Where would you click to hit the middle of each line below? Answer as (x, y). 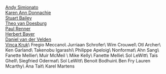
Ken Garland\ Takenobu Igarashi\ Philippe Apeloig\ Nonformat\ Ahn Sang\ (82, 50)
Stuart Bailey (19, 18)
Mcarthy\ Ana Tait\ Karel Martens (40, 66)
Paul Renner (18, 29)
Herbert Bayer (20, 34)
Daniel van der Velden (28, 39)
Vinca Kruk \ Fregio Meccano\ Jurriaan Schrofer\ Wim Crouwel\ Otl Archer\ (83, 45)
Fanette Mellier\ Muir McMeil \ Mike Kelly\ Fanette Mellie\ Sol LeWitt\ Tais (82, 55)
